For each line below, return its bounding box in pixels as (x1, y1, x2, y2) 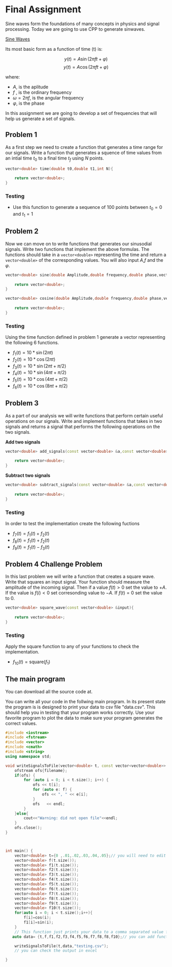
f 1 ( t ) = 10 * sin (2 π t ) (12, 350, 53, 357)
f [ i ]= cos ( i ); (24, 915, 52, 920)
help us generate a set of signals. (5, 115, 76, 122)
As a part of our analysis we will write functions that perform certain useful (5, 412, 163, 419)
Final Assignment (5, 4, 81, 15)
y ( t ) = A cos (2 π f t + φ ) (63, 64, 109, 70)
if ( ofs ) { (14, 772, 36, 778)
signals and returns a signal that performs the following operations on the (5, 423, 160, 430)
